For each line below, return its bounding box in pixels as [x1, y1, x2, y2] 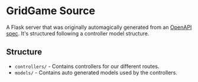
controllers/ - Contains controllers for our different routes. [14, 63, 160, 70]
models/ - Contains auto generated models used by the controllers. [14, 69, 177, 76]
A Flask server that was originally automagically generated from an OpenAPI [6, 24, 192, 31]
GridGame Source [6, 4, 96, 18]
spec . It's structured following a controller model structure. [6, 29, 150, 37]
